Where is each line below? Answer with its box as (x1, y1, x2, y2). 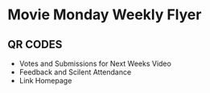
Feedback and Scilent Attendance (19, 67, 132, 77)
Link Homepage (19, 76, 72, 85)
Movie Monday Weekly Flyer (7, 6, 202, 24)
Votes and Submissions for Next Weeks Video (19, 59, 172, 68)
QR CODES (7, 38, 63, 51)
